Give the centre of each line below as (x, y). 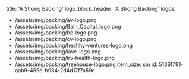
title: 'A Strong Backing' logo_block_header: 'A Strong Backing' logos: (91, 9)
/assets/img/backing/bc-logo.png (56, 33)
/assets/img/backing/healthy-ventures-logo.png (73, 45)
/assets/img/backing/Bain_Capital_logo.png (68, 26)
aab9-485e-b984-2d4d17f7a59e (55, 70)
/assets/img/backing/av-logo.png (56, 20)
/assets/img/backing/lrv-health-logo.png (64, 58)
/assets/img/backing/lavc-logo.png (58, 52)
